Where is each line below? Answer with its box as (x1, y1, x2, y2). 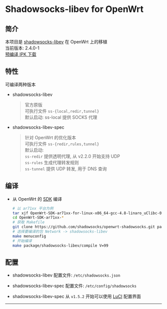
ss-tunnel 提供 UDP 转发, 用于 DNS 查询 (24, 166, 107, 172)
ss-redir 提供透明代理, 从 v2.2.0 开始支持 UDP (24, 153, 120, 159)
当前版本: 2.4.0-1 (5, 45, 40, 51)
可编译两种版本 (5, 81, 36, 87)
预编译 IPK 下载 (5, 51, 36, 57)
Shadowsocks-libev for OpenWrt (5, 3, 144, 15)
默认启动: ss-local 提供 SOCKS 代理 (24, 114, 97, 120)
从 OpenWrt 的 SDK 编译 (12, 196, 62, 202)
